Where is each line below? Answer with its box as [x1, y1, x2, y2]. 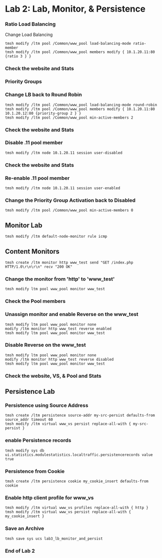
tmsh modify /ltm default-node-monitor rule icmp [5, 234, 108, 239]
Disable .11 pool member [5, 139, 63, 146]
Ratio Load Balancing [5, 21, 56, 28]
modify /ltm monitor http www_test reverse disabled [5, 357, 114, 362]
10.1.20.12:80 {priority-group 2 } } [5, 111, 81, 116]
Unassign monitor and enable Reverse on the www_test [5, 311, 139, 318]
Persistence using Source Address [5, 402, 89, 409]
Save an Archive [5, 525, 45, 532]
